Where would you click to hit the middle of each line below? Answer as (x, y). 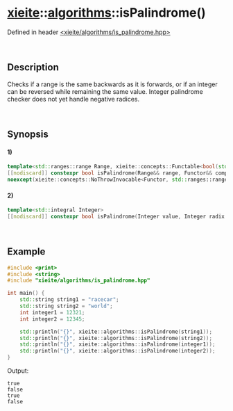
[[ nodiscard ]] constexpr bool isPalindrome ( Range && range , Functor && (110, 173)
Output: (18, 371)
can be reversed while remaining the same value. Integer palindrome (105, 91)
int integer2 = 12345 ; (52, 319)
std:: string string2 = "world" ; (66, 306)
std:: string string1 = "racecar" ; (69, 300)
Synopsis (28, 135)
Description (33, 67)
